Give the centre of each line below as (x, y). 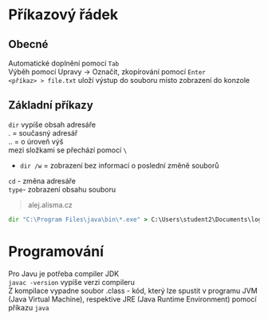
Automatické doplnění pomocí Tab (64, 63)
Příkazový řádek (63, 15)
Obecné (28, 44)
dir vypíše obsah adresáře (52, 124)
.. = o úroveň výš (36, 141)
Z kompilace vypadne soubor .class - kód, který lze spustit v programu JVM (133, 290)
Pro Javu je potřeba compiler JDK (64, 274)
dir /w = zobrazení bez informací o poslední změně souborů (119, 165)
